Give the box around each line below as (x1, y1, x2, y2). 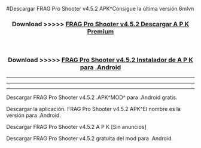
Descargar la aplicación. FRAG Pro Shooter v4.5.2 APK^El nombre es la (6, 105, 181, 112)
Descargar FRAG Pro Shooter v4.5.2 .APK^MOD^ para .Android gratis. (6, 94, 178, 101)
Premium (87, 27, 114, 35)
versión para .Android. (6, 112, 62, 119)
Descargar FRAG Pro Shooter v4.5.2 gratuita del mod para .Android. (6, 134, 173, 142)
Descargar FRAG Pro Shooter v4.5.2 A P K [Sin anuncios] (6, 123, 147, 130)
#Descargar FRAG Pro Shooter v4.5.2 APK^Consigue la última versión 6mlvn (6, 5, 194, 12)
